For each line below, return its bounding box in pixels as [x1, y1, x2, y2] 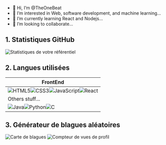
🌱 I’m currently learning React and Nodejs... [12, 16, 103, 21]
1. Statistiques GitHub [5, 35, 75, 44]
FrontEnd [41, 78, 65, 85]
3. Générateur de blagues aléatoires [5, 121, 120, 129]
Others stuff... [8, 95, 40, 102]
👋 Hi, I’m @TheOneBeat [12, 5, 62, 11]
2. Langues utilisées [5, 64, 70, 72]
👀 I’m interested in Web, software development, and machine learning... [12, 10, 161, 16]
